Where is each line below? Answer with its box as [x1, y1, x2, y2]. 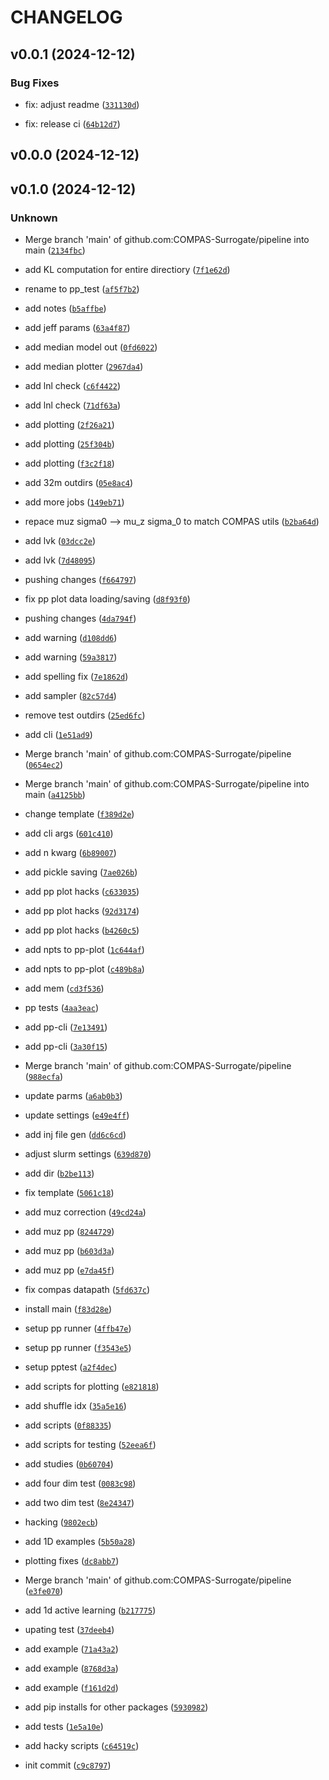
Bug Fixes [10, 76, 60, 90]
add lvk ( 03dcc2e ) [24, 534, 97, 546]
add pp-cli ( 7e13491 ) [24, 1021, 108, 1033]
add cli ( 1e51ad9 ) [24, 728, 93, 740]
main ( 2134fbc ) [24, 244, 86, 256]
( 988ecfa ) [24, 1070, 64, 1082]
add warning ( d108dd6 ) [24, 631, 118, 643]
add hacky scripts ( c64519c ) [24, 1739, 140, 1751]
